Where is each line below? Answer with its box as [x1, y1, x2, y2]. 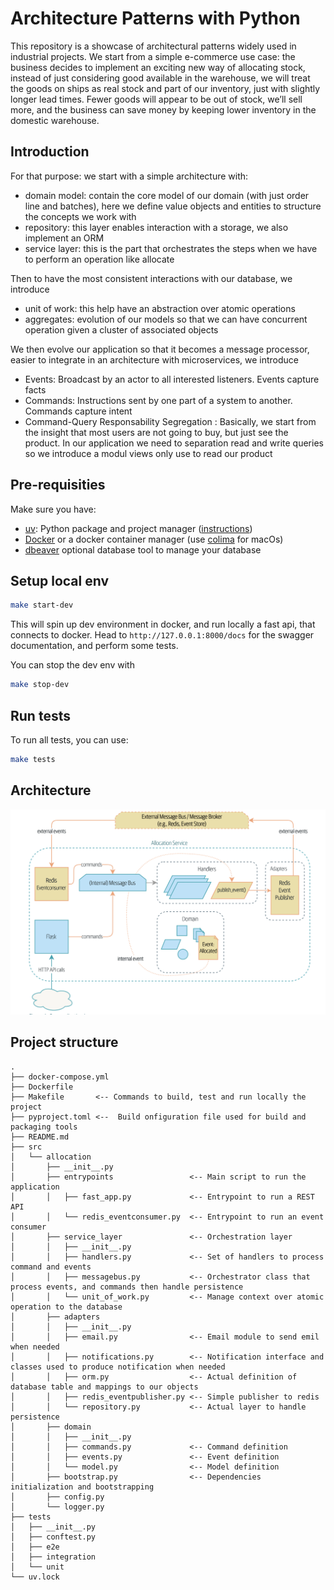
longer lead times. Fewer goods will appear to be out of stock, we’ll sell [10, 93, 303, 105]
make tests [10, 754, 56, 764]
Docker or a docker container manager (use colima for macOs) [24, 533, 284, 545]
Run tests [10, 707, 71, 724]
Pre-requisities [10, 477, 106, 494]
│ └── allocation [10, 1152, 92, 1162]
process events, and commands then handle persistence [10, 1282, 244, 1292]
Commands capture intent [24, 405, 133, 417]
